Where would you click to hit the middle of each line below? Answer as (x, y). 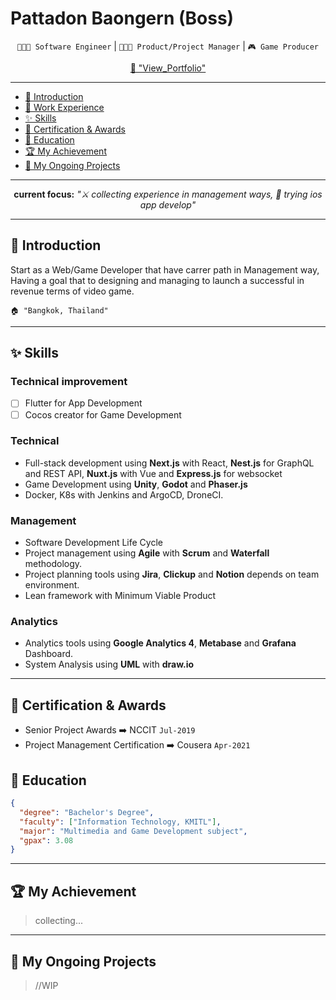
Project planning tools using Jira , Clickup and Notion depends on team (172, 574)
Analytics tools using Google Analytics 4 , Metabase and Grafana (160, 643)
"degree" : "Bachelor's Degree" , (87, 812)
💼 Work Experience (64, 107)
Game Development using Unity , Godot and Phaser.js (136, 484)
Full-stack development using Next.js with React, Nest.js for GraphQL (169, 463)
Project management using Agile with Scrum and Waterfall (147, 553)
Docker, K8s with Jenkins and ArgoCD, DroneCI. (124, 494)
